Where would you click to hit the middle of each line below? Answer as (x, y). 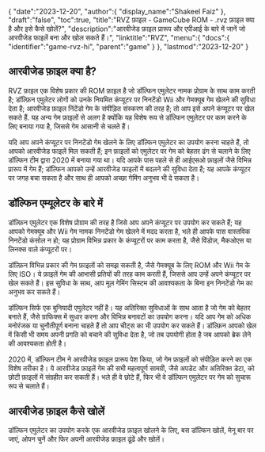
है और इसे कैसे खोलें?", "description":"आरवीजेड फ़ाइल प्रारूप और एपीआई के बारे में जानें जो (127, 29)
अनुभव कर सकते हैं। (34, 292)
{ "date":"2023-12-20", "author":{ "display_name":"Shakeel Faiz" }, (117, 11)
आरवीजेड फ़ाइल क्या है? (53, 72)
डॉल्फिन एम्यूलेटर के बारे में (55, 203)
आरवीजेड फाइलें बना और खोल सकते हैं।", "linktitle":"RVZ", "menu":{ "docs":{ (119, 38)
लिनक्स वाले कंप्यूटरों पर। (40, 249)
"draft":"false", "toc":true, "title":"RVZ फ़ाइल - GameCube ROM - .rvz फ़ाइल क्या (131, 20)
